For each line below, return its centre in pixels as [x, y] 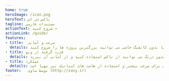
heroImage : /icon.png [28, 15]
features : [16, 38]
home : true [17, 10]
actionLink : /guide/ [27, 33]
